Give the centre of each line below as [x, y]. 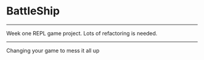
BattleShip [33, 11]
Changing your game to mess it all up [53, 50]
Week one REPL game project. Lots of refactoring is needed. [82, 33]
